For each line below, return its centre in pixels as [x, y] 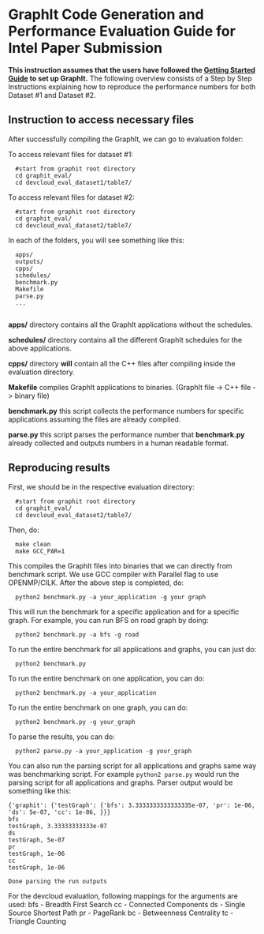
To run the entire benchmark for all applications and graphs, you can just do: [132, 649]
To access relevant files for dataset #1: [71, 154]
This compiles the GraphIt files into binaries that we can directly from [120, 565]
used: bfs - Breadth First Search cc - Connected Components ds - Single [127, 904]
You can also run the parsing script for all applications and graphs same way [132, 765]
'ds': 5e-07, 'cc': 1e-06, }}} [59, 812]
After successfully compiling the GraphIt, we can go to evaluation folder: [126, 139]
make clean [33, 544]
